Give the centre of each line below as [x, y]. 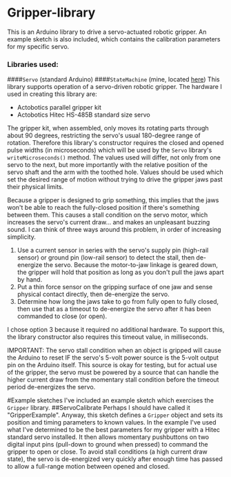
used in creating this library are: [52, 94]
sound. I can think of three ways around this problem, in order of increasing [114, 230]
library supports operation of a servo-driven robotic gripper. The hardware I [114, 87]
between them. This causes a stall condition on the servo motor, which [108, 215]
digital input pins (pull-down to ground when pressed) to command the [108, 445]
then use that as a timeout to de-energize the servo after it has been [114, 309]
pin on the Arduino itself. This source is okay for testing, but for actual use [112, 365]
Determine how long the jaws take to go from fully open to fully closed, [118, 302]
